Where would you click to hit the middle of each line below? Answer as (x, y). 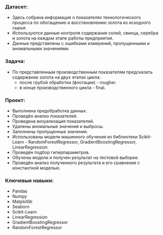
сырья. (19, 28)
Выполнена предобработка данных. (50, 110)
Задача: (15, 61)
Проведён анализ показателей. (45, 116)
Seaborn (21, 207)
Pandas (20, 191)
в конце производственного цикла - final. (62, 87)
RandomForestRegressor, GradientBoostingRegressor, (82, 142)
